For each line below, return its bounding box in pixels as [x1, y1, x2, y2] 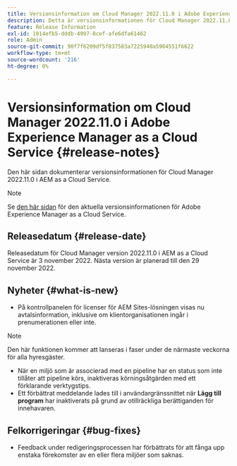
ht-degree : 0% [7, 63, 49, 70]
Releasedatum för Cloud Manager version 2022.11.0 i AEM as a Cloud [7, 249, 208, 257]
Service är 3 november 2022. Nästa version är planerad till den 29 [7, 257, 200, 265]
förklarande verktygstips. [17, 381, 91, 390]
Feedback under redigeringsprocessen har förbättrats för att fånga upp [17, 443, 225, 451]
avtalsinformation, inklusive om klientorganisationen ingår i [17, 311, 188, 319]
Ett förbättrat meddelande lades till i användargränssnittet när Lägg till [17, 389, 221, 398]
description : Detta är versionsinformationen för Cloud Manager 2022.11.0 [7, 17, 232, 24]
